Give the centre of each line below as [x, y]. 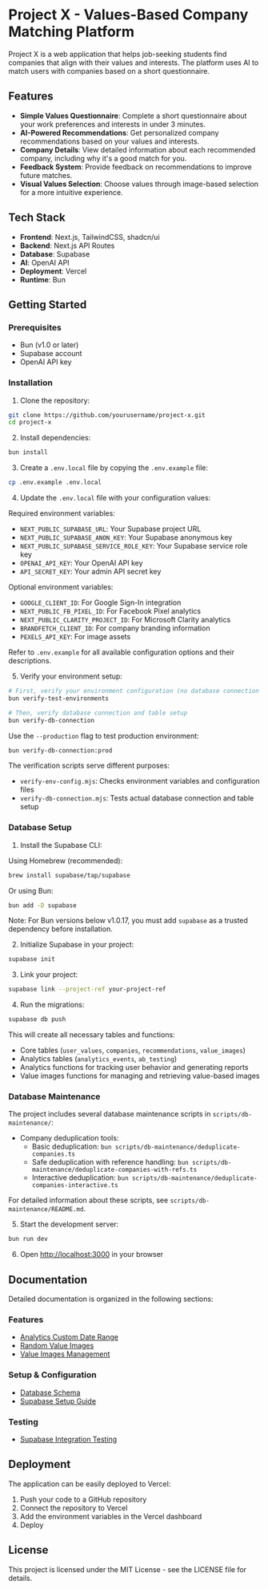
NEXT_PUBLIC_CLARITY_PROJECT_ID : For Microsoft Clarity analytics [125, 620]
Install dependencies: [55, 438]
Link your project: [49, 975]
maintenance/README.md [46, 1210]
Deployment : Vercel [53, 271]
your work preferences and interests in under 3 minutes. [112, 124]
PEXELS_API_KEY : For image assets [75, 637]
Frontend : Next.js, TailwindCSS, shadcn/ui [90, 237]
